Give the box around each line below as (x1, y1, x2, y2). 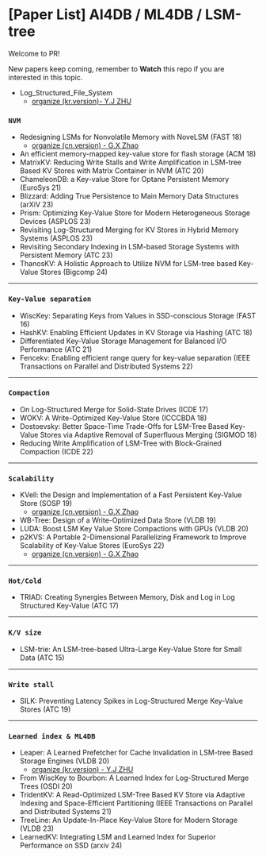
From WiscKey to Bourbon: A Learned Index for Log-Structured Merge (19, 773, 249, 783)
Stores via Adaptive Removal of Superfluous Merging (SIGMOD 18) (40, 430, 257, 439)
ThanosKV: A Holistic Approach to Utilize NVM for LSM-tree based (19, 259, 237, 268)
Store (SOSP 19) (19, 499, 73, 508)
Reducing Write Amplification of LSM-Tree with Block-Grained (19, 438, 222, 448)
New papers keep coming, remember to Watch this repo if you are (8, 64, 225, 73)
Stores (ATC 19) (19, 705, 71, 714)
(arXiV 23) (19, 200, 54, 210)
